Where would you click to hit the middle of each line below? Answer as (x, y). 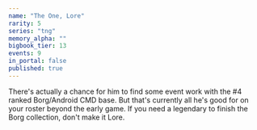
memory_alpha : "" (38, 38)
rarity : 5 (25, 23)
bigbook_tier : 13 (38, 46)
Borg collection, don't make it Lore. (67, 117)
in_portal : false (38, 61)
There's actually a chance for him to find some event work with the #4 (125, 91)
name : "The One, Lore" (46, 16)
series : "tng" (32, 31)
